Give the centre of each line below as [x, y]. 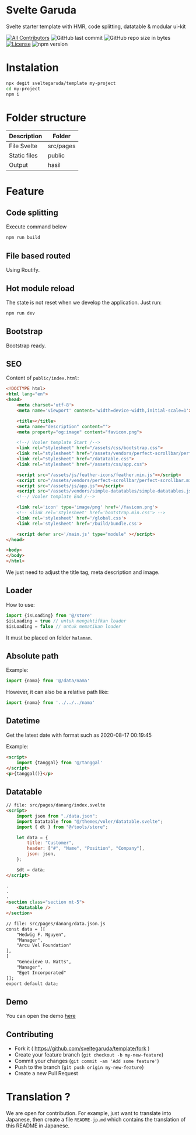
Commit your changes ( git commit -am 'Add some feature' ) [87, 1061]
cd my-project [23, 88]
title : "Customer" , [51, 843]
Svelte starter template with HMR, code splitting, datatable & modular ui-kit [96, 26]
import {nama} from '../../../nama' [50, 703]
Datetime [23, 721]
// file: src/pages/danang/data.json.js [56, 924]
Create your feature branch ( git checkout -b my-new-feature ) [89, 1055]
